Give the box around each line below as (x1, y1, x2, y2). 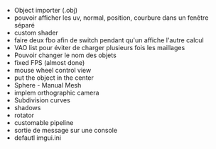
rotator (13, 111, 34, 119)
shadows (13, 104, 41, 112)
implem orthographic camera (13, 88, 99, 97)
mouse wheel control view (13, 66, 92, 74)
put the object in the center (13, 73, 94, 82)
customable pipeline (13, 119, 74, 126)
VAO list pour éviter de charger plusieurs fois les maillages (13, 44, 185, 52)
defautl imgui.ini (13, 133, 62, 142)
